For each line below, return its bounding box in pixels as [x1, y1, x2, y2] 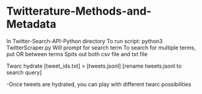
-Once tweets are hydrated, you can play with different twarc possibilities [6, 81, 192, 88]
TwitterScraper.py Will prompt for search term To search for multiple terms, [6, 44, 196, 51]
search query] [6, 68, 42, 76]
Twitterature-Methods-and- [6, 4, 152, 18]
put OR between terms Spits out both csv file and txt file [6, 50, 148, 57]
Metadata [6, 17, 56, 31]
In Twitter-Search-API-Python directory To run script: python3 [6, 37, 163, 45]
